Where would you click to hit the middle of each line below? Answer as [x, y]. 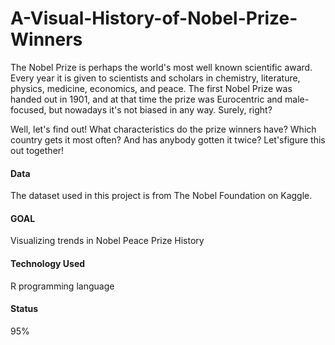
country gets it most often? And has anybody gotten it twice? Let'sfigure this [168, 139]
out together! [37, 150]
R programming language [62, 286]
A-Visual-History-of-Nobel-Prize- [154, 18]
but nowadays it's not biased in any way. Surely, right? [160, 109]
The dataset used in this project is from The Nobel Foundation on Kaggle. [161, 196]
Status [24, 309]
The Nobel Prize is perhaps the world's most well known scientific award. [161, 67]
